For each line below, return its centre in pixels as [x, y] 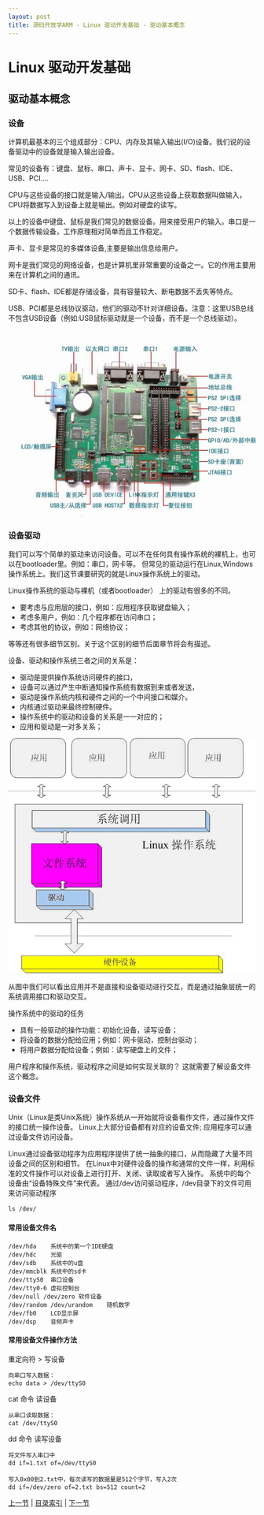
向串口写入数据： [32, 1375]
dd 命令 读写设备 [35, 1439]
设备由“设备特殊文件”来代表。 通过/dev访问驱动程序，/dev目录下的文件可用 [130, 1183]
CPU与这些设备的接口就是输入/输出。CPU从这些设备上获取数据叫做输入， [127, 195]
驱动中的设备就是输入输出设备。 [66, 152]
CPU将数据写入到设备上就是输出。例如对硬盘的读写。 [95, 205]
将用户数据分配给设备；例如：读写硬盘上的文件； [99, 1050]
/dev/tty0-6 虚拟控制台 [44, 1288]
